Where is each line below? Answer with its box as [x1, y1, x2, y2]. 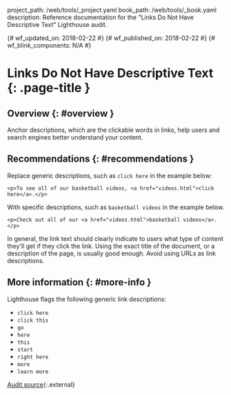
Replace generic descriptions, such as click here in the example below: [7, 171, 212, 180]
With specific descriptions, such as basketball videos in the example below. [7, 203, 225, 211]
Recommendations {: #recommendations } [7, 153, 194, 165]
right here [17, 354, 49, 360]
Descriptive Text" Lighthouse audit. [7, 21, 108, 28]
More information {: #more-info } [7, 276, 152, 289]
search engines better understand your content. [7, 133, 143, 141]
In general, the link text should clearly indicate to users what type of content [7, 234, 224, 242]
